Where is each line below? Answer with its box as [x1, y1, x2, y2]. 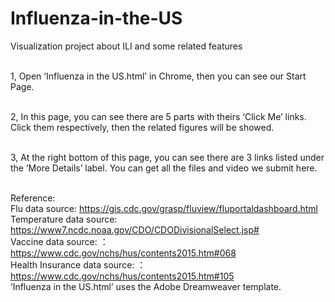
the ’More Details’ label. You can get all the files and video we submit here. [10, 162, 318, 174]
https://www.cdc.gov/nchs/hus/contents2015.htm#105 [10, 270, 235, 282]
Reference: [10, 192, 56, 204]
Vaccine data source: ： [10, 235, 109, 247]
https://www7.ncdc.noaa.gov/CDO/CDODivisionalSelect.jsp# [10, 223, 260, 236]
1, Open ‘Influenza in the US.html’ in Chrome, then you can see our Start [10, 70, 307, 82]
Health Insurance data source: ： [10, 258, 147, 271]
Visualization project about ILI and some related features [10, 40, 243, 52]
